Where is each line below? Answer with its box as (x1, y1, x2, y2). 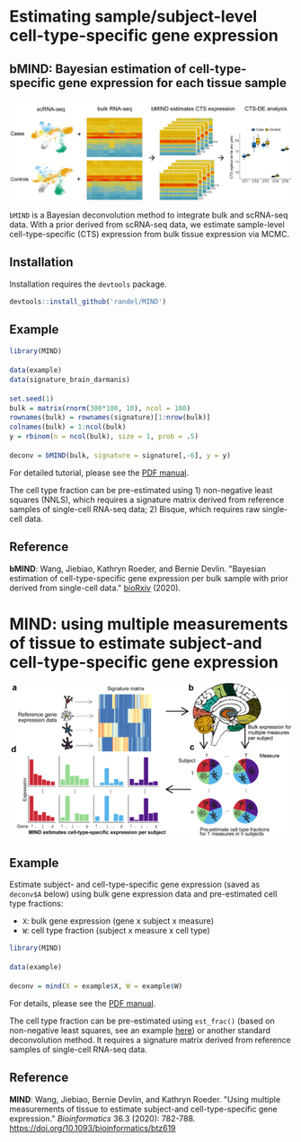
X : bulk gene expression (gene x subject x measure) (22, 916, 214, 926)
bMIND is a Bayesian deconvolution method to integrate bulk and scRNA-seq (9, 209, 288, 220)
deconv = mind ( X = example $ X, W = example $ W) (9, 981, 182, 990)
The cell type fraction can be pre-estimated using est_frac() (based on (9, 1015, 276, 1026)
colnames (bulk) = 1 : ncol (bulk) (9, 422, 127, 432)
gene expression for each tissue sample (58, 75, 288, 91)
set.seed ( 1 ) (9, 394, 54, 403)
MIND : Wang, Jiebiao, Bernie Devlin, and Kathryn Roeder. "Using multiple (9, 1093, 281, 1104)
